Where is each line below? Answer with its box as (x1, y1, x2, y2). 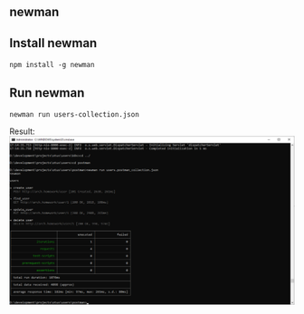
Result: (9, 126, 35, 137)
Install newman (9, 35, 98, 51)
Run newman (9, 85, 85, 100)
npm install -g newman (9, 61, 95, 70)
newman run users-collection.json (9, 110, 140, 119)
